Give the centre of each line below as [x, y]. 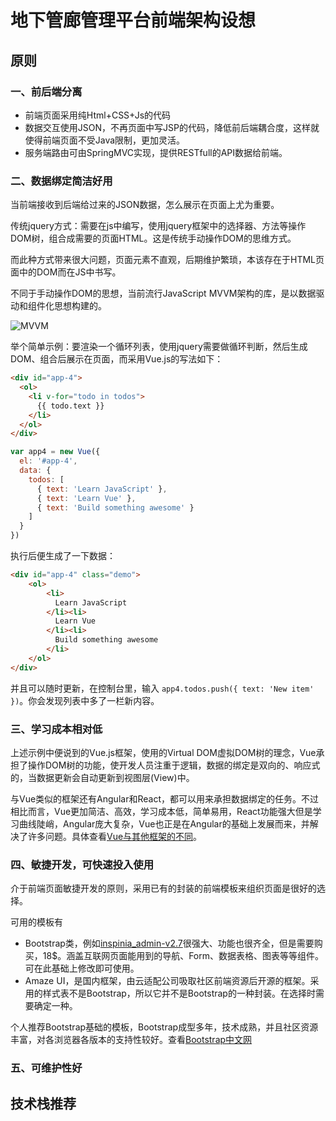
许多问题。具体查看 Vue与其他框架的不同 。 [115, 836]
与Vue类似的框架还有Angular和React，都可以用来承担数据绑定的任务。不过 [164, 798]
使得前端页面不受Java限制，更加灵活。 [105, 140]
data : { [35, 471]
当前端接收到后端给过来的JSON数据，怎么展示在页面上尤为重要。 [145, 205]
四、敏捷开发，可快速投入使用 [82, 864]
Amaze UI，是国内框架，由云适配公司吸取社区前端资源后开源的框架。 [167, 981]
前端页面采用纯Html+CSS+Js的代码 [98, 115]
